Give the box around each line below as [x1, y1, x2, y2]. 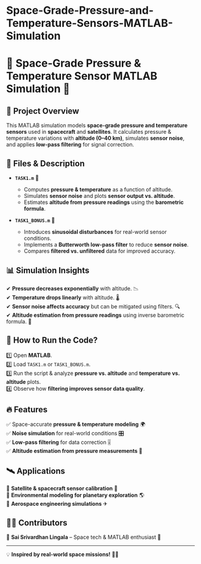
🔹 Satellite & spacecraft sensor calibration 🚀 [6, 485, 118, 492]
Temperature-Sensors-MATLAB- [6, 16, 173, 30]
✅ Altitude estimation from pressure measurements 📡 [6, 448, 143, 455]
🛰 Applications [6, 466, 66, 476]
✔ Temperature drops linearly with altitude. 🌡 [6, 293, 120, 301]
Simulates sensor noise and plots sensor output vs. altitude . [23, 193, 175, 199]
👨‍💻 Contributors [6, 517, 68, 528]
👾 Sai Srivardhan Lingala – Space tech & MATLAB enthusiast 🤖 [6, 533, 162, 541]
